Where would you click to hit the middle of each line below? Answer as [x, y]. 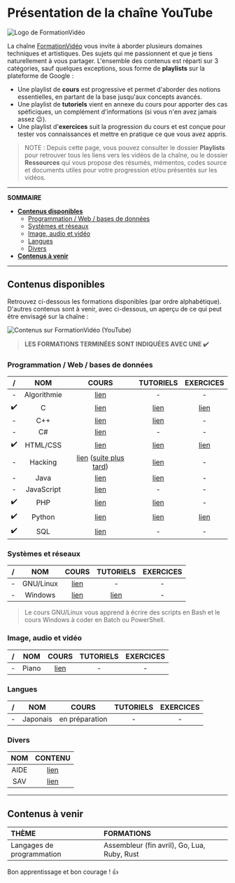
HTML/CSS [43, 445]
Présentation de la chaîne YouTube [110, 13]
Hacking [43, 462]
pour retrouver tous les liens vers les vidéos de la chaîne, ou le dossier [126, 155]
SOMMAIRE [24, 197]
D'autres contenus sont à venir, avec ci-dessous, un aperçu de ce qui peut [115, 309]
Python [43, 517]
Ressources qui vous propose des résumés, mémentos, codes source [126, 162]
